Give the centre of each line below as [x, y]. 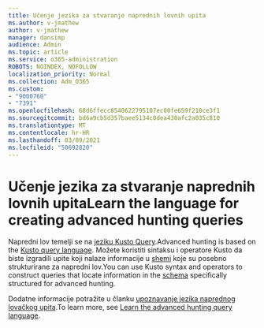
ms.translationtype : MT [47, 125]
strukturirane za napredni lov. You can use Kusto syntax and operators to [125, 267]
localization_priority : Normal [59, 74]
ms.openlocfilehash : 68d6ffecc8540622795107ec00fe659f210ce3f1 [114, 111]
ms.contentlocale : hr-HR [49, 132]
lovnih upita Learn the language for [123, 203]
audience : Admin [35, 45]
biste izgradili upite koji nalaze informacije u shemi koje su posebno [117, 259]
